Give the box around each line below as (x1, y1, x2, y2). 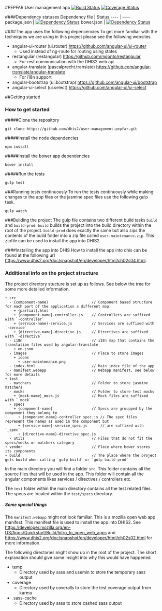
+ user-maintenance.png (17, 359, 66, 364)
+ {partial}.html (14, 308, 49, 313)
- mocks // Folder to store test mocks (9, 389, 155, 394)
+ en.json (14, 346, 34, 351)
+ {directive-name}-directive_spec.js (17, 431, 96, 436)
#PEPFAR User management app (5, 5, 71, 10)
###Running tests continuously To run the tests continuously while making (5, 189, 154, 195)
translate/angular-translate (12, 69, 65, 75)
